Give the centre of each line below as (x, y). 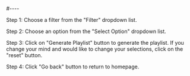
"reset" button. (24, 55)
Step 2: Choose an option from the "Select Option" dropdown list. (86, 31)
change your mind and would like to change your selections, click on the (95, 49)
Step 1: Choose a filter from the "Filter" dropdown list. (72, 20)
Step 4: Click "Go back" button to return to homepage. (73, 67)
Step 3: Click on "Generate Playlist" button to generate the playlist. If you (95, 43)
